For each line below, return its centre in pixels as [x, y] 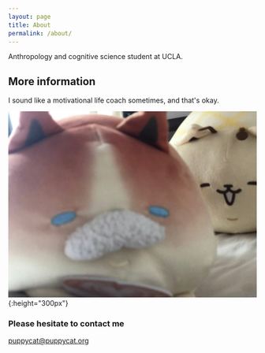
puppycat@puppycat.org [49, 341]
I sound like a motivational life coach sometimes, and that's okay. [114, 100]
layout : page [30, 17]
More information [52, 82]
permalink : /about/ [40, 33]
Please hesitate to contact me [66, 324]
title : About [30, 25]
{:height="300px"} [38, 303]
